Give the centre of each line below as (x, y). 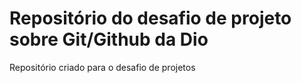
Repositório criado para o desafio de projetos (102, 67)
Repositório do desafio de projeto (150, 18)
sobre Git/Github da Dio (109, 39)
